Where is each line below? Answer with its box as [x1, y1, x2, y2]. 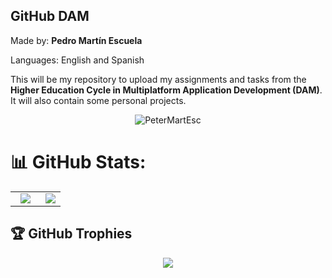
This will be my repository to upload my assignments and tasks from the [10, 73, 307, 85]
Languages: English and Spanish [10, 54, 145, 66]
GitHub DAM [10, 8, 90, 25]
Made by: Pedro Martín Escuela [10, 34, 143, 46]
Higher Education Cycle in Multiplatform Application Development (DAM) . [10, 84, 323, 96]
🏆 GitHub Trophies [10, 225, 133, 243]
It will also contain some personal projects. [10, 94, 187, 106]
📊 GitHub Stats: [10, 151, 147, 173]
